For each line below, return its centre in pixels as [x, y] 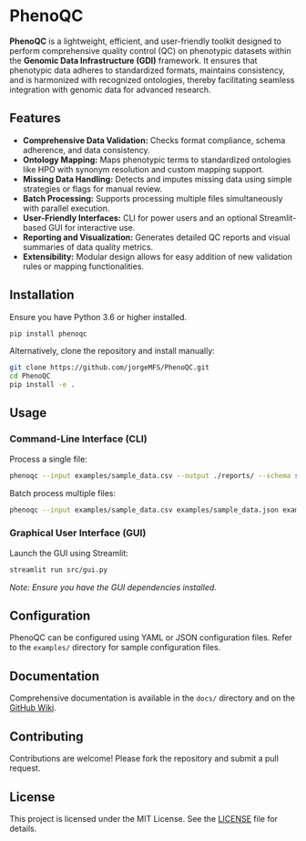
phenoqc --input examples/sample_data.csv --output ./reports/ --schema [150, 475]
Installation [42, 295]
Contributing [46, 737]
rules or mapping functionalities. [83, 266]
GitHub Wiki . [33, 708]
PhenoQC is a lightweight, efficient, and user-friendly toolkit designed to [146, 41]
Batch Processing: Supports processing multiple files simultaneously [153, 198]
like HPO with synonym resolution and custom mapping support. [143, 169]
